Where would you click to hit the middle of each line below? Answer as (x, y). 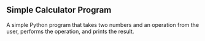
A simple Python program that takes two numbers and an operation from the (103, 24)
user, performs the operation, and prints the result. (70, 31)
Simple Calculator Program (59, 10)
